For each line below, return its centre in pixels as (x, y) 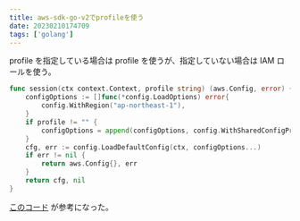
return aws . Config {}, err (90, 164)
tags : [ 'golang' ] (42, 34)
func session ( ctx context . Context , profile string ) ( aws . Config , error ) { (151, 89)
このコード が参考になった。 (61, 207)
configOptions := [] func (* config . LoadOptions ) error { (127, 98)
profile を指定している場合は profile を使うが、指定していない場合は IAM (142, 61)
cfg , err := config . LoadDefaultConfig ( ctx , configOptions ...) (143, 147)
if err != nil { (56, 156)
